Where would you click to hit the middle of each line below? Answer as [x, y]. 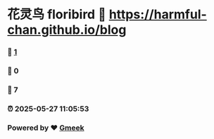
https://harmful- [158, 14]
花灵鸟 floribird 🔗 [57, 14]
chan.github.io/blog [67, 30]
